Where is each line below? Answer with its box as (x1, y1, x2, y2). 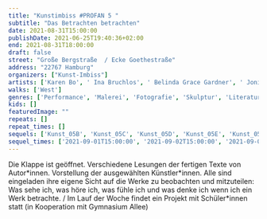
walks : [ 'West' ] (8, 85, 62, 94)
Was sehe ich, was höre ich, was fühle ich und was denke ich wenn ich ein (8, 185, 253, 194)
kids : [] (8, 100, 37, 108)
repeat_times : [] (8, 123, 66, 131)
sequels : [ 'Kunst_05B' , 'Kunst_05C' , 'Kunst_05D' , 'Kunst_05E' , (8, 130, 226, 138)
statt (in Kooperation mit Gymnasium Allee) (8, 201, 149, 211)
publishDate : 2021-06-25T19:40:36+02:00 (8, 33, 145, 42)
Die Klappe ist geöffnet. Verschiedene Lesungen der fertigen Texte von (8, 159, 242, 169)
